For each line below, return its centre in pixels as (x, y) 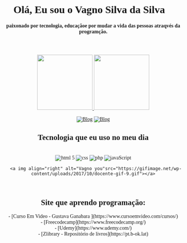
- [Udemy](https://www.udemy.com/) (93, 228)
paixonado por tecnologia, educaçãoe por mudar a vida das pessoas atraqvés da (93, 26)
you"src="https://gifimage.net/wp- (138, 168)
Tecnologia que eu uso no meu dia (93, 138)
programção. (93, 31)
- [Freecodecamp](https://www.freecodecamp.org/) (93, 222)
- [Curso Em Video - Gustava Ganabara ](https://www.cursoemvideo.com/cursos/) (93, 216)
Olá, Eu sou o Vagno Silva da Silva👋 (93, 10)
